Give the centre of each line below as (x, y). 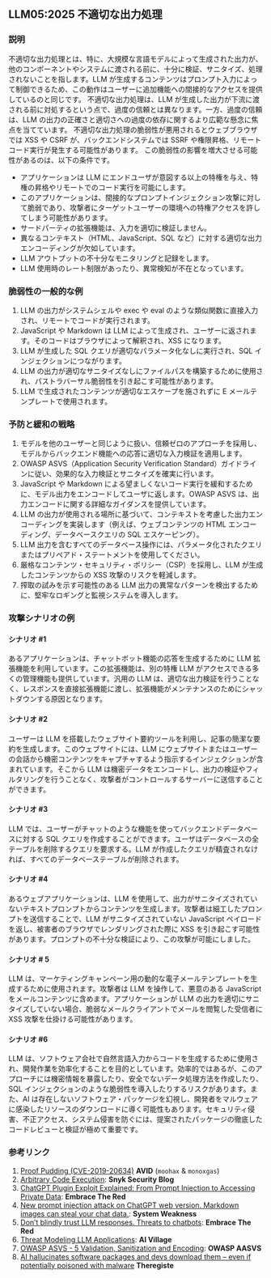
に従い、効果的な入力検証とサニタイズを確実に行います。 (123, 474)
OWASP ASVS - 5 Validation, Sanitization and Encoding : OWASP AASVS (141, 1248)
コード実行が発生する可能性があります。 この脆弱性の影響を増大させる (126, 150)
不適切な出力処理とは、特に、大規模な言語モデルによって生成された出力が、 (135, 58)
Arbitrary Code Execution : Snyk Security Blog (97, 1179)
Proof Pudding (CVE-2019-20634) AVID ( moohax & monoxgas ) (120, 1170)
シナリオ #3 (28, 809)
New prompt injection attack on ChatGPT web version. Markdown (129, 1205)
